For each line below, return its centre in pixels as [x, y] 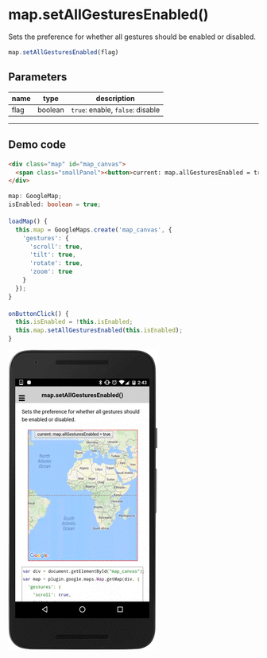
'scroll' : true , [56, 247]
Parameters [38, 77]
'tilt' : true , [53, 255]
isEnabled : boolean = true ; [55, 204]
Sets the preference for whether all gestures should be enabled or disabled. [132, 37]
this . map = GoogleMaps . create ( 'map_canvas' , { [94, 230]
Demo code [37, 145]
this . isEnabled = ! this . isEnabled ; [74, 322]
